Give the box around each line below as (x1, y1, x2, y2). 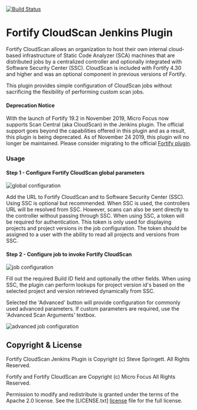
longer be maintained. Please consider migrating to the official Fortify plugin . (6, 140, 192, 147)
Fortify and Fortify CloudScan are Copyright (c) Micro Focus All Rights (6, 374, 176, 381)
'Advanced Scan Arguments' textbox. (6, 312, 96, 319)
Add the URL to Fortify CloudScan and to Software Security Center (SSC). (6, 194, 185, 201)
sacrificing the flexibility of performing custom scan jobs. (6, 88, 145, 95)
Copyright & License (6, 340, 82, 350)
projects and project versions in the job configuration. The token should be (6, 225, 187, 232)
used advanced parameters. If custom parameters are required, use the (6, 305, 179, 312)
